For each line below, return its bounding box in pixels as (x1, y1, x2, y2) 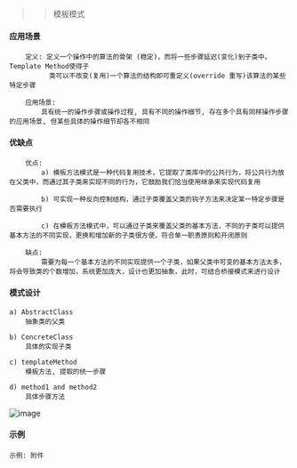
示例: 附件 (9, 451, 44, 460)
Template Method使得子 (9, 62, 90, 71)
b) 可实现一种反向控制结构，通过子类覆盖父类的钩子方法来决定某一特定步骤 (41, 195, 278, 204)
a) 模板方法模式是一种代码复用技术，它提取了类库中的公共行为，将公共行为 (41, 168, 278, 177)
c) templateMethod (9, 358, 77, 367)
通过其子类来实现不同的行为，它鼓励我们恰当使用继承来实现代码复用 (48, 178, 261, 187)
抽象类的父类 (25, 317, 65, 326)
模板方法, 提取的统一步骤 (25, 367, 107, 376)
